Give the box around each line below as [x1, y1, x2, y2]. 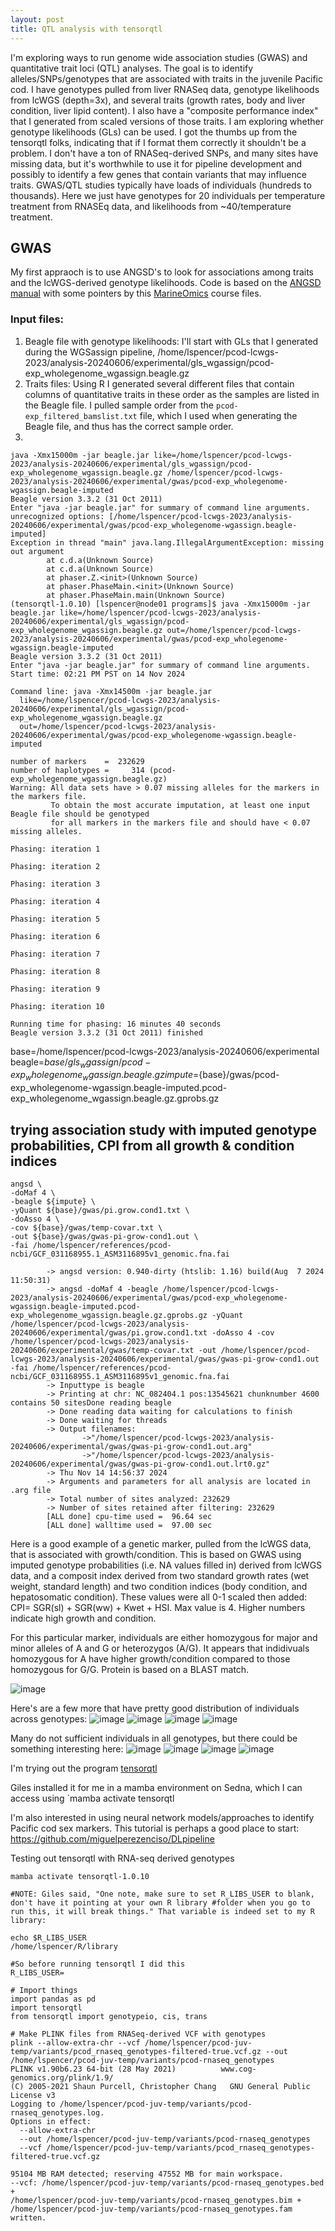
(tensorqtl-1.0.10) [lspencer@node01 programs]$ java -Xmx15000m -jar [10, 599, 311, 609]
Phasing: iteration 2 [10, 861, 101, 871]
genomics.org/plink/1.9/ [10, 2073, 114, 2083]
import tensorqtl [10, 2003, 83, 2013]
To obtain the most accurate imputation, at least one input [50, 800, 311, 810]
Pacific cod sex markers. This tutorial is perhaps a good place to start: [10, 1822, 300, 1835]
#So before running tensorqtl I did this [10, 1959, 186, 1970]
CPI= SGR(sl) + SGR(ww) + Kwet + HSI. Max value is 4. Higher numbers [10, 1602, 306, 1614]
